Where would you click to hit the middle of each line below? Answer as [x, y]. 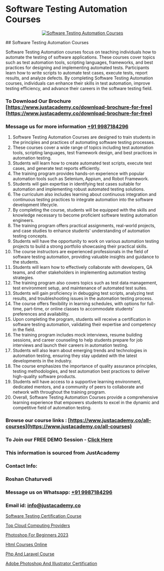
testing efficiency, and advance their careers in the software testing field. [79, 88]
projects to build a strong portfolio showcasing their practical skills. [80, 246]
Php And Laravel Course [30, 554]
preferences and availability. [41, 314]
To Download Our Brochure [38, 101]
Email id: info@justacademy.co [43, 505]
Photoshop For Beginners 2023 [37, 535]
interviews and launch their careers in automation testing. [70, 345]
